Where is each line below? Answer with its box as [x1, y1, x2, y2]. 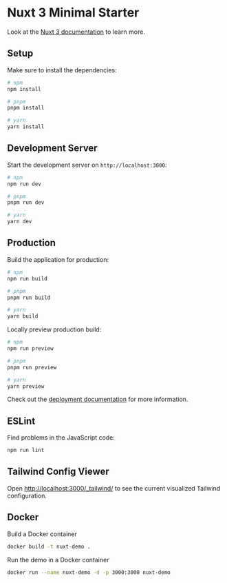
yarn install [7, 123, 45, 130]
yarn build [7, 313, 39, 320]
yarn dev [7, 218, 32, 225]
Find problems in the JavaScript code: [7, 433, 116, 442]
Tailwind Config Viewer [7, 466, 110, 478]
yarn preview [7, 382, 45, 390]
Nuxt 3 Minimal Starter [7, 5, 140, 21]
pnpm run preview [7, 364, 57, 371]
